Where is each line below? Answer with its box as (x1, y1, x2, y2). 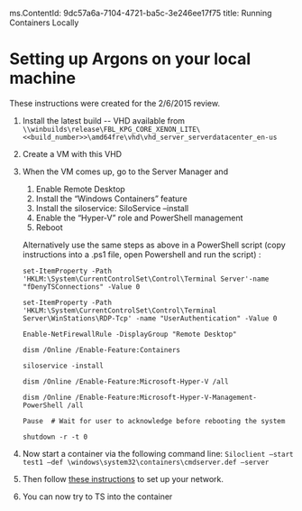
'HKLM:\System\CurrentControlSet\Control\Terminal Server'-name (22, 274, 270, 283)
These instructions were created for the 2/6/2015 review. (9, 98, 221, 108)
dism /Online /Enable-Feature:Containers (22, 345, 180, 355)
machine (9, 68, 77, 88)
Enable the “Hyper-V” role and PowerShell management (35, 212, 243, 223)
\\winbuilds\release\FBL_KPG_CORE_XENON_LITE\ (22, 125, 201, 134)
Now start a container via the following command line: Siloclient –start (22, 448, 294, 459)
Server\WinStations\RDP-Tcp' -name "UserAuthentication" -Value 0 (22, 313, 278, 323)
